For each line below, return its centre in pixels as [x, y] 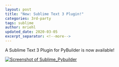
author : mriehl [20, 27]
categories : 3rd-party [28, 18]
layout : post [18, 9]
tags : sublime [20, 23]
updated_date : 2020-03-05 [31, 32]
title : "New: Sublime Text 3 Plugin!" [44, 14]
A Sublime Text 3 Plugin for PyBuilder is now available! [60, 50]
